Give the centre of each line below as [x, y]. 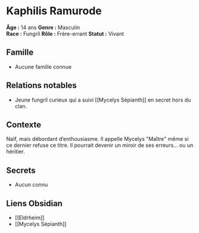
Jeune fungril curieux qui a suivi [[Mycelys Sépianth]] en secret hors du [103, 100]
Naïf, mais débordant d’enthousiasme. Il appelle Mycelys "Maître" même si [97, 139]
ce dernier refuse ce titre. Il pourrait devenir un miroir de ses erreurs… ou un [100, 145]
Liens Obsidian [34, 203]
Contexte [24, 125]
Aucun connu [31, 185]
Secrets [21, 170]
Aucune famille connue [43, 67]
